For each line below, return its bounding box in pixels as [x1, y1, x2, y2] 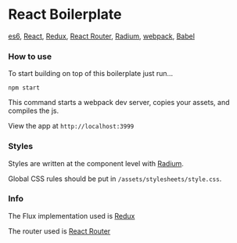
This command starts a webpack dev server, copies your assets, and [8, 98, 230, 107]
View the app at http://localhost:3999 [8, 121, 135, 131]
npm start [8, 84, 41, 92]
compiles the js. [8, 106, 59, 115]
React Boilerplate [8, 5, 122, 24]
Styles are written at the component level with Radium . [8, 158, 184, 168]
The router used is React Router [8, 226, 111, 236]
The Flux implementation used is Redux [8, 211, 135, 220]
